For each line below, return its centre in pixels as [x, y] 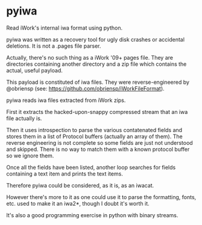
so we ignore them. [30, 156]
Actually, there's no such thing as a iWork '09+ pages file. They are [90, 57]
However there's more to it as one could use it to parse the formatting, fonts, [101, 197]
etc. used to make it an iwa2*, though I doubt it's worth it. [78, 203]
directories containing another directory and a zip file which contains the [96, 64]
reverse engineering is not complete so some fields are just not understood [99, 142]
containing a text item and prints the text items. [65, 174]
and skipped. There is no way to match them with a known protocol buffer [98, 149]
